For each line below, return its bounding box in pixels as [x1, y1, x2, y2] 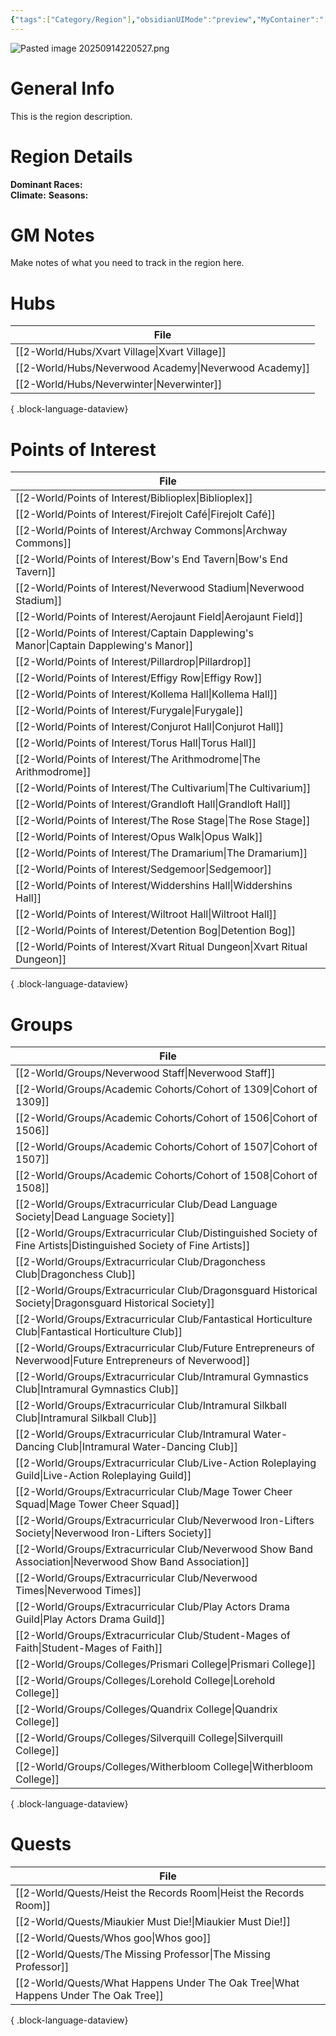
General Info [10, 77, 115, 100]
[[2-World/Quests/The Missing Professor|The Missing [15, 1947, 271, 1961]
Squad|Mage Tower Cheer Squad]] [15, 1497, 180, 1511]
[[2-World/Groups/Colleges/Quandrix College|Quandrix [15, 1702, 278, 1716]
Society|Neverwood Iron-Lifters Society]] [15, 1526, 212, 1540]
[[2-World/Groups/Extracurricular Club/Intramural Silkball [15, 1399, 287, 1413]
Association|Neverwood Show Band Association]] [15, 1555, 250, 1569]
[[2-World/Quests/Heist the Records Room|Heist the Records [15, 1886, 305, 1900]
